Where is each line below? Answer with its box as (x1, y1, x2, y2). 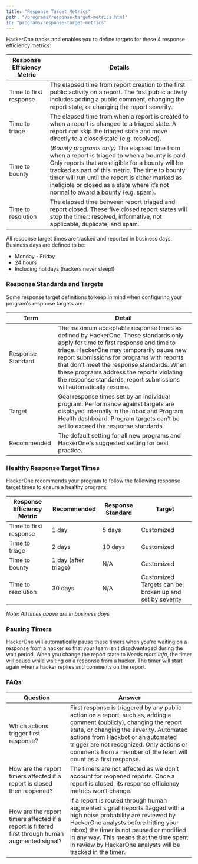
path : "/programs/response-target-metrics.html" (6, 14, 128, 20)
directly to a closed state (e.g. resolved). (49, 134, 162, 143)
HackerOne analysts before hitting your (70, 818, 179, 826)
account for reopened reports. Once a (70, 772, 175, 780)
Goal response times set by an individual (58, 392, 170, 400)
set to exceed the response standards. (58, 422, 164, 430)
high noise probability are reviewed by (70, 811, 176, 819)
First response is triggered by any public (70, 703, 181, 711)
